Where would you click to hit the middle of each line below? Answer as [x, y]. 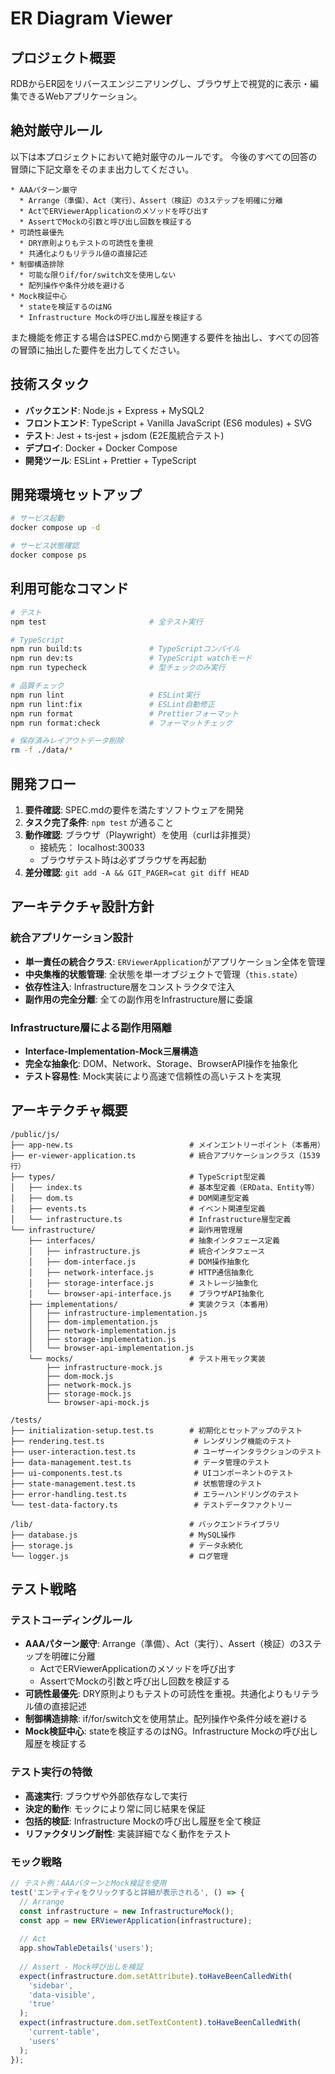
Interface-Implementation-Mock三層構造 [111, 1051]
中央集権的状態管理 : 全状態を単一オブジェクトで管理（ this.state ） [163, 974]
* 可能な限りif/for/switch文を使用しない [98, 275]
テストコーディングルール [71, 1620]
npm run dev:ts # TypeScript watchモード [131, 658]
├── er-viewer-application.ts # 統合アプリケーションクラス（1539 [165, 1155]
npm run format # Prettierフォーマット [124, 713]
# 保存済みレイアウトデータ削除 [67, 741]
